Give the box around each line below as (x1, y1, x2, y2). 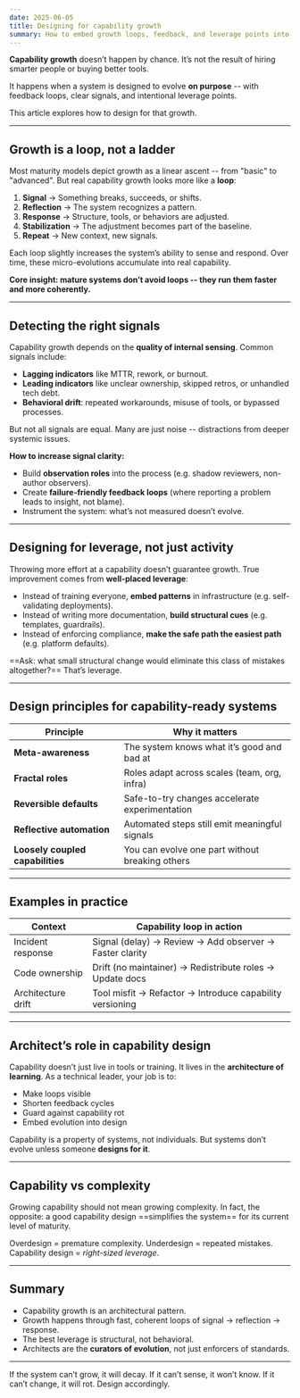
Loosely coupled (13, 843, 87, 855)
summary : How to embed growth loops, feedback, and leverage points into (9, 29, 290, 38)
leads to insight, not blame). (21, 496, 125, 507)
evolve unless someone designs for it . (9, 1144, 151, 1154)
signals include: (9, 352, 67, 362)
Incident (13, 936, 48, 948)
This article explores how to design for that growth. (9, 108, 197, 119)
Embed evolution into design (21, 1117, 128, 1128)
